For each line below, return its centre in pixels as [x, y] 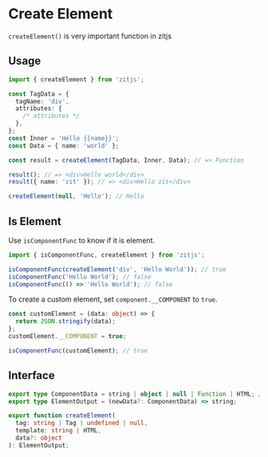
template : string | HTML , [59, 431]
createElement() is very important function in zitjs [90, 36]
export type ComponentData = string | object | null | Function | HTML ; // [137, 394]
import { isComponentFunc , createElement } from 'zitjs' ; [106, 255]
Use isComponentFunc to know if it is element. [82, 240]
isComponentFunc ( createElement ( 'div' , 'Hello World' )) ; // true [117, 269]
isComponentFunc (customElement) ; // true [78, 351]
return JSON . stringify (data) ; [65, 321]
